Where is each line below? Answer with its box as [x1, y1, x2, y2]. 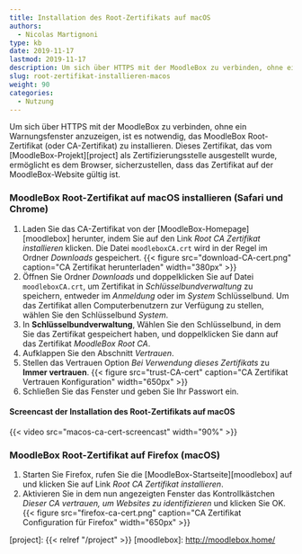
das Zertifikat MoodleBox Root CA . [22, 338, 151, 349]
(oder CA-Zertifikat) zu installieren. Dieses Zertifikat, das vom [44, 140, 272, 151]
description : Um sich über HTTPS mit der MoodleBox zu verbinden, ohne [9, 64, 283, 73]
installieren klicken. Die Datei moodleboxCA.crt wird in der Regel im [22, 242, 268, 253]
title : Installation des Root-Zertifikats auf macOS [9, 13, 211, 22]
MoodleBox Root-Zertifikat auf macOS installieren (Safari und [9, 192, 284, 204]
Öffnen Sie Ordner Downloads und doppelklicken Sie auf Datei [22, 271, 254, 281]
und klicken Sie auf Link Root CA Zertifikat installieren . [22, 478, 224, 490]
